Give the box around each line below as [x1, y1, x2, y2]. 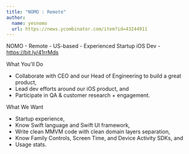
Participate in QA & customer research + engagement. [15, 92, 150, 99]
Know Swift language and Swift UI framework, [15, 122, 130, 129]
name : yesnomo [12, 20, 47, 26]
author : [6, 15, 26, 21]
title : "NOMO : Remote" [6, 8, 67, 15]
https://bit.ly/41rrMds [6, 49, 59, 56]
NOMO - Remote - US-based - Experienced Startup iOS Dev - [6, 42, 161, 50]
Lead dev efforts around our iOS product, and [15, 85, 129, 93]
